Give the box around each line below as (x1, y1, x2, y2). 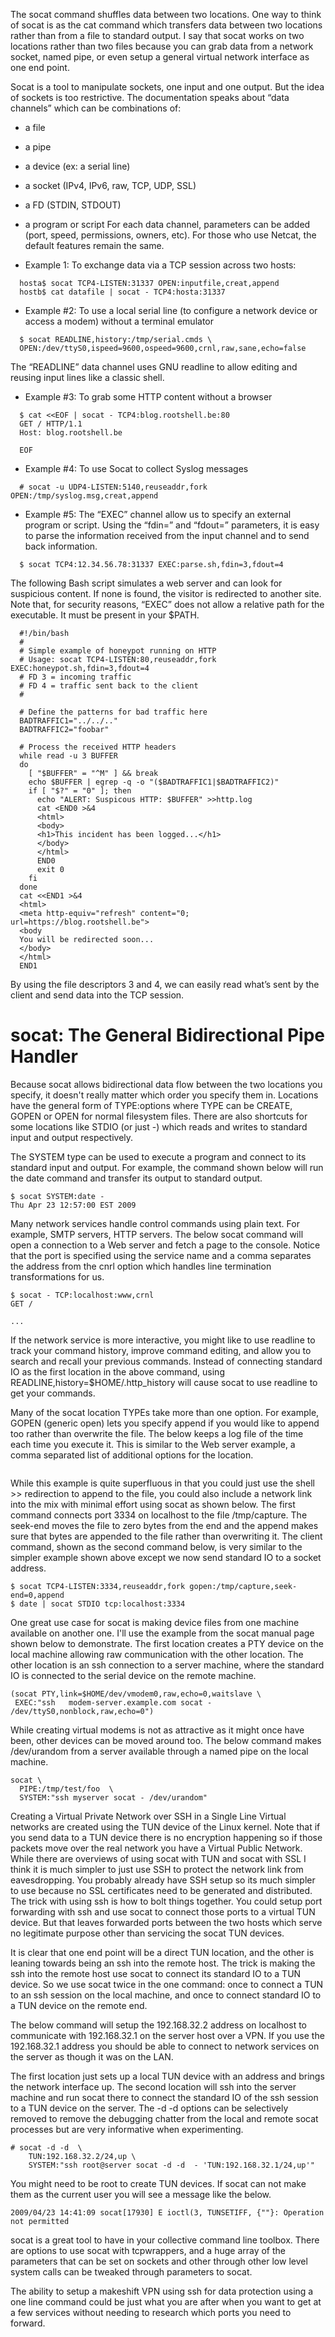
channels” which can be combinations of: (10, 102, 182, 114)
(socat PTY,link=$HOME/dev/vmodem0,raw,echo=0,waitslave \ (10, 1689, 262, 1699)
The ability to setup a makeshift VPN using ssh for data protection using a (10, 2285, 314, 2297)
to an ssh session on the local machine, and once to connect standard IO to (10, 1989, 322, 2001)
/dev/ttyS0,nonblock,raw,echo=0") (10, 1706, 155, 1716)
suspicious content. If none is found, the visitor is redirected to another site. (10, 588, 322, 599)
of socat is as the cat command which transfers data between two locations (10, 19, 323, 31)
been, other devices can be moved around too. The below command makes (10, 1734, 322, 1746)
